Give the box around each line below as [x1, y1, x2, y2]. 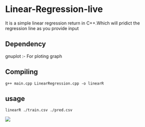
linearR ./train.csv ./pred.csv [5, 107, 72, 113]
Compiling [5, 67, 38, 76]
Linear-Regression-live [5, 3, 103, 15]
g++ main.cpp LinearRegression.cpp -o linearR [5, 81, 104, 86]
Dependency [5, 40, 46, 48]
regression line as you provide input [5, 25, 79, 31]
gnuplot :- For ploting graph [5, 53, 62, 59]
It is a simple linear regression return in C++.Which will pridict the [5, 20, 140, 26]
